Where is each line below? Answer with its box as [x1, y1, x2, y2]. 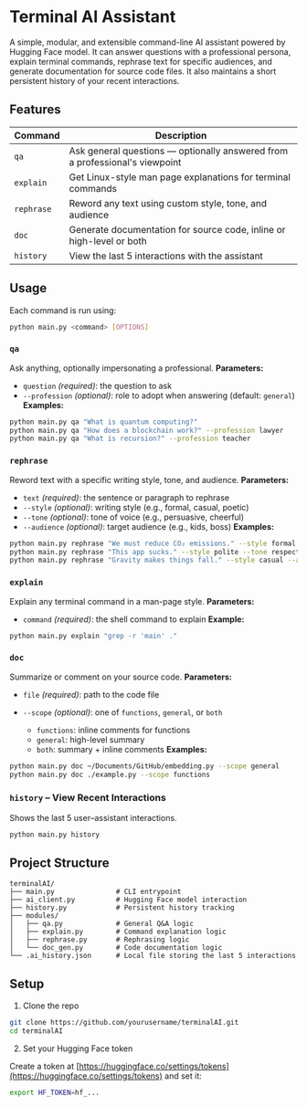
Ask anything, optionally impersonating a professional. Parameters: [9, 363, 264, 374]
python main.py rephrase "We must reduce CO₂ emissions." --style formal [9, 539, 297, 548]
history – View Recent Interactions [9, 792, 166, 805]
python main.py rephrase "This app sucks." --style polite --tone [9, 547, 268, 556]
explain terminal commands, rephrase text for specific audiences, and [9, 56, 272, 67]
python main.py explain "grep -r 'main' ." [9, 631, 178, 640]
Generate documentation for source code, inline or [69, 223, 286, 236]
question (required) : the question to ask [22, 380, 172, 391]
